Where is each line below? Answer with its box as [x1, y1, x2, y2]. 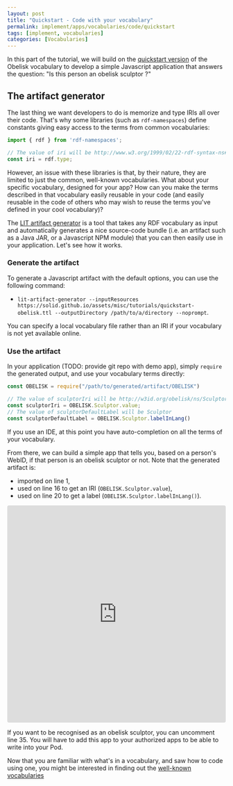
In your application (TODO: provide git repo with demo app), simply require [7, 362, 223, 370]
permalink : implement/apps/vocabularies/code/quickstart [7, 23, 175, 30]
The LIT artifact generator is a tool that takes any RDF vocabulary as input [7, 218, 218, 227]
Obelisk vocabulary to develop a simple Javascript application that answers [7, 63, 223, 71]
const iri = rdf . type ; [7, 156, 73, 163]
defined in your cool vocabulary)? [7, 205, 104, 213]
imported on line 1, [17, 477, 71, 485]
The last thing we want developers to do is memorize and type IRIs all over [7, 108, 220, 117]
